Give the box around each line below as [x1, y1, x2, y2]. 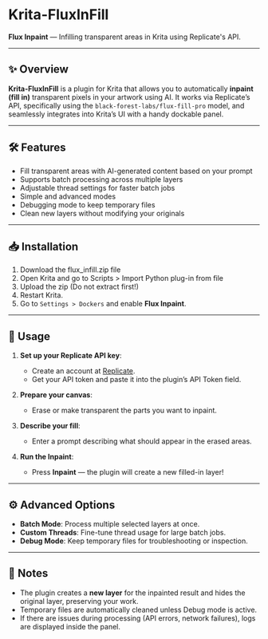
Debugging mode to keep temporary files [19, 199, 156, 209]
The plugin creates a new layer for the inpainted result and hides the [19, 588, 246, 598]
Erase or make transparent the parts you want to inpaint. [31, 405, 218, 416]
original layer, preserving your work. [19, 596, 139, 605]
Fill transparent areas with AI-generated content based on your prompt [19, 166, 253, 176]
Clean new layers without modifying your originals [19, 208, 185, 218]
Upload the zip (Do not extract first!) [19, 282, 140, 292]
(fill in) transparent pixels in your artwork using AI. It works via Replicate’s [8, 92, 250, 101]
